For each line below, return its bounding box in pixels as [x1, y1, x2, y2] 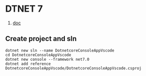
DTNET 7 [5, 3, 43, 15]
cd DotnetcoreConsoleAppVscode [5, 52, 71, 57]
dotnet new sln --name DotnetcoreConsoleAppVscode [5, 48, 115, 53]
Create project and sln [5, 34, 77, 43]
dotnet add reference [5, 61, 51, 66]
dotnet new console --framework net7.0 [5, 57, 90, 62]
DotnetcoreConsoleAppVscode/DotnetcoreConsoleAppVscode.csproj [5, 65, 142, 71]
